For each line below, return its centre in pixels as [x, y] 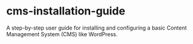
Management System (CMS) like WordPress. [62, 34]
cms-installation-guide [66, 11]
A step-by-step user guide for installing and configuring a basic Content [96, 28]
